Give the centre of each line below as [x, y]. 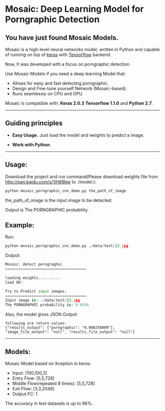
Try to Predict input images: [36, 291]
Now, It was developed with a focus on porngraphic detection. [68, 64]
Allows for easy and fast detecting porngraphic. [60, 83]
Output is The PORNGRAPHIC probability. [47, 209]
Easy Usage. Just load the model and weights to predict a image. [78, 135]
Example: [20, 225]
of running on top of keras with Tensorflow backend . [59, 55]
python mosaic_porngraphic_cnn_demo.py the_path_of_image [66, 191]
